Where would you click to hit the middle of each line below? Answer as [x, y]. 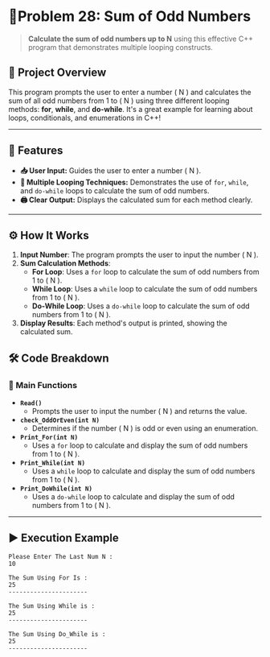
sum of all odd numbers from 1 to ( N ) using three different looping [119, 101]
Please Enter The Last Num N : [61, 556]
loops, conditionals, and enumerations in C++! [85, 118]
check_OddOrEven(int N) [60, 421]
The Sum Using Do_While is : [57, 634]
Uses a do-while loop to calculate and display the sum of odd [133, 497]
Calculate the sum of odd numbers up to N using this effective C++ [140, 39]
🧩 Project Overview [57, 73]
